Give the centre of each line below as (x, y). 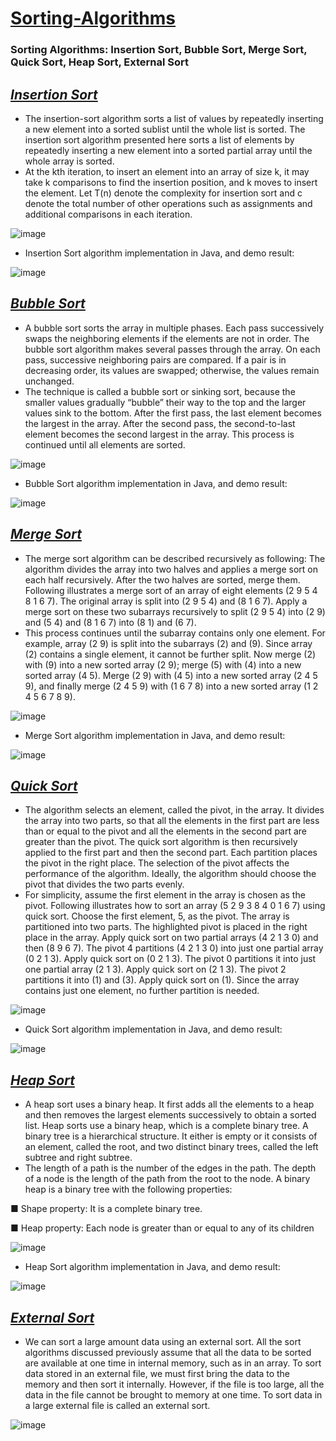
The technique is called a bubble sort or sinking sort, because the (160, 391)
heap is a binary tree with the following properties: (128, 1189)
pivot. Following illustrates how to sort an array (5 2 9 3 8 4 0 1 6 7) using (175, 906)
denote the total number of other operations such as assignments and (168, 203)
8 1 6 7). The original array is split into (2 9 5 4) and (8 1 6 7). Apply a (166, 601)
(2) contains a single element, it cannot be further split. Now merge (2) (170, 654)
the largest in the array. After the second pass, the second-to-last (160, 423)
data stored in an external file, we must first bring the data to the (157, 1373)
